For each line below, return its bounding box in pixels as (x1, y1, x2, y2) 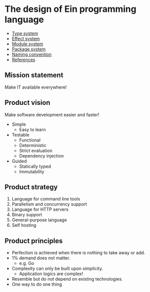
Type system (11, 30, 38, 36)
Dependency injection (19, 152, 64, 159)
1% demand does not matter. (11, 255, 71, 261)
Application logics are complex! (19, 271, 83, 277)
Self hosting (11, 222, 37, 228)
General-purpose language (11, 217, 67, 223)
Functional (19, 137, 40, 143)
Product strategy (4, 183, 58, 191)
